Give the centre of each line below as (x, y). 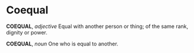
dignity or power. (27, 32)
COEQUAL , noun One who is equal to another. (62, 44)
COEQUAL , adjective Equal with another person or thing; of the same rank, (97, 26)
